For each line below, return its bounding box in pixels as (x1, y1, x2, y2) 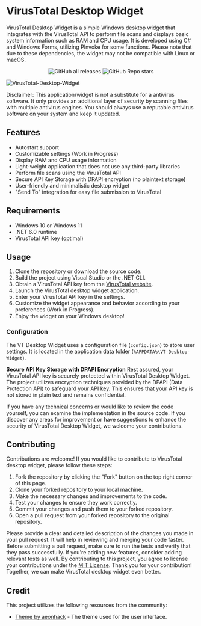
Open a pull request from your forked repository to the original (14, 512, 170, 519)
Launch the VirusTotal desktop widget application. (14, 287, 140, 294)
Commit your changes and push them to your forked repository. (14, 505, 173, 512)
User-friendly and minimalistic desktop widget (14, 182, 130, 189)
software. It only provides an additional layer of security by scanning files (6, 97, 188, 105)
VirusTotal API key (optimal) (14, 235, 84, 242)
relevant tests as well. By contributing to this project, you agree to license (6, 555, 188, 563)
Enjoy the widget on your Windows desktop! (14, 313, 125, 320)
